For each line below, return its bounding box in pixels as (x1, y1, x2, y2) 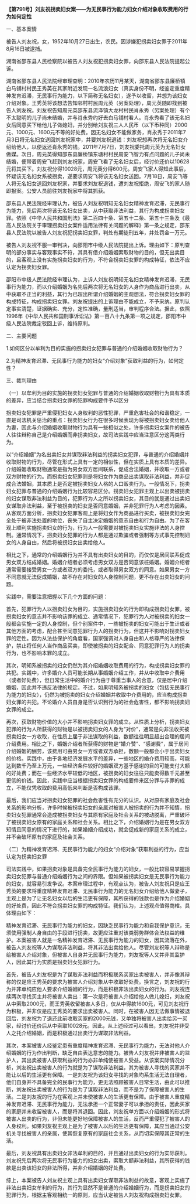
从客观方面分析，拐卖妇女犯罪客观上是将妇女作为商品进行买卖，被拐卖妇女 (6, 510, 185, 516)
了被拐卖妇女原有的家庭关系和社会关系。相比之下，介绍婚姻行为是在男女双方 (6, 818, 190, 826)
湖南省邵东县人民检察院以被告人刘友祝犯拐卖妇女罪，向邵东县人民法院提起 (6, 58, 185, 64)
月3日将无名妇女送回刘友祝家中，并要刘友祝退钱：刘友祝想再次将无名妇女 (6, 136, 183, 143)
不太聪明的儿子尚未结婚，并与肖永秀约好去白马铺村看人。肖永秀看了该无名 (6, 114, 185, 121)
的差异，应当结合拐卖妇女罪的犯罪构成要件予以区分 (6, 397, 129, 404)
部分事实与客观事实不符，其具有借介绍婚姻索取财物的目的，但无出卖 (16, 249, 180, 255)
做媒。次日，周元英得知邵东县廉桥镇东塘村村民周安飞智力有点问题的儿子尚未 (6, 151, 190, 158)
